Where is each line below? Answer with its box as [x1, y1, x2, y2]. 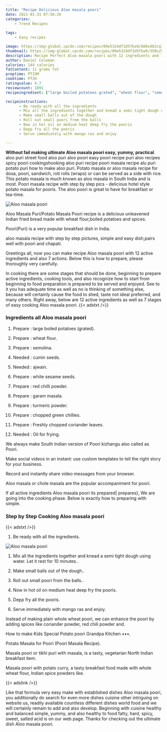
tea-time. [5, 192, 24, 198]
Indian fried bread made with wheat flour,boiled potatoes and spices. [5, 216, 147, 222]
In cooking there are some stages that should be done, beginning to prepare [5, 270, 162, 276]
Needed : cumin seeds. [12, 354, 60, 360]
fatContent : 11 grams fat [5, 67, 59, 72]
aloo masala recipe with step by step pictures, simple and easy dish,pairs [5, 235, 155, 241]
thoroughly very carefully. [5, 261, 58, 266]
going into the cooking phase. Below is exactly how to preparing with [5, 495, 147, 501]
